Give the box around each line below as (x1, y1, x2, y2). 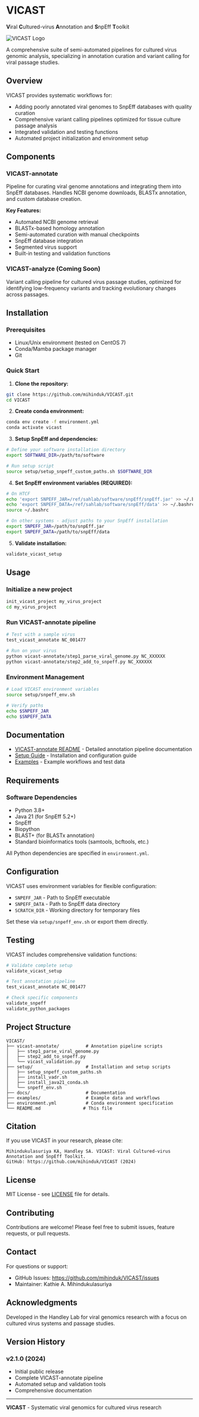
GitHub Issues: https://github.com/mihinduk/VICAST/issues (14, 1274, 160, 1281)
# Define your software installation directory (6, 447, 126, 453)
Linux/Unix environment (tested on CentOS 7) (14, 339, 126, 347)
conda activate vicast (6, 425, 62, 431)
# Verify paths (6, 703, 44, 708)
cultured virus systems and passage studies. (6, 1319, 115, 1327)
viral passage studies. (6, 59, 60, 66)
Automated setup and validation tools (14, 1381, 106, 1388)
